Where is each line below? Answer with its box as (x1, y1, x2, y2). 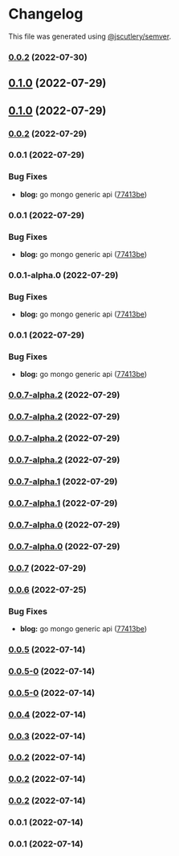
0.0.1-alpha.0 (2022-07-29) (8, 269, 119, 280)
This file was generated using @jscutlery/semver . (8, 31, 172, 41)
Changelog (8, 5, 83, 23)
